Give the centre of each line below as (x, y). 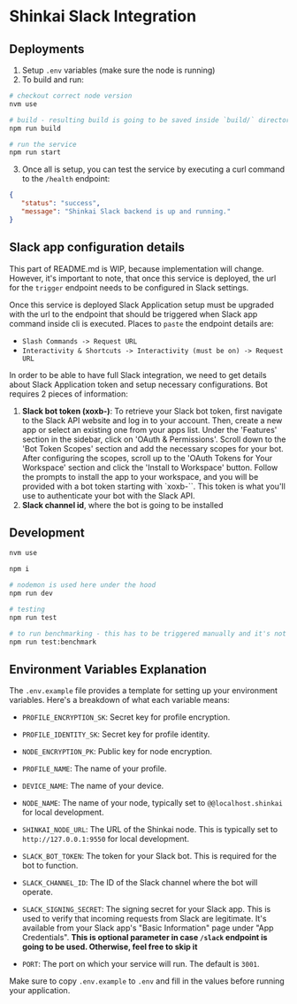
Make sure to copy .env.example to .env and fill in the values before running (147, 981)
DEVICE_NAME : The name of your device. (93, 786)
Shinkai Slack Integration (103, 16)
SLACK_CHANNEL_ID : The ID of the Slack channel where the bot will (140, 883)
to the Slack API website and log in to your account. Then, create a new (152, 420)
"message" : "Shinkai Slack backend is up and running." (126, 212)
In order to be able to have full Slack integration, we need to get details (138, 375)
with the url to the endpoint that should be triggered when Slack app (133, 314)
